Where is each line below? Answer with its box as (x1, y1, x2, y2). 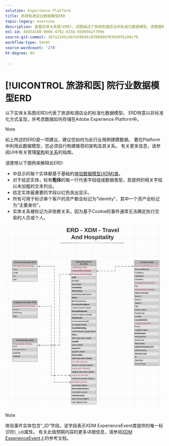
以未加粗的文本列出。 (12, 183, 57, 189)
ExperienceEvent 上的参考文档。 (5, 435, 71, 441)
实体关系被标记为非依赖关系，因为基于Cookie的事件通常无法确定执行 (12, 208, 155, 214)
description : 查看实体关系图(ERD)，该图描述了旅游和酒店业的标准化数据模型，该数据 (5, 24, 162, 29)
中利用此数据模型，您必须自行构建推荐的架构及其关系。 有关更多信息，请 (5, 143, 156, 149)
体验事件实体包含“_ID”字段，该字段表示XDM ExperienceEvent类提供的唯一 (5, 423, 159, 429)
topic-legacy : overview (5, 19, 55, 24)
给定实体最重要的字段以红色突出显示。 (12, 189, 92, 196)
